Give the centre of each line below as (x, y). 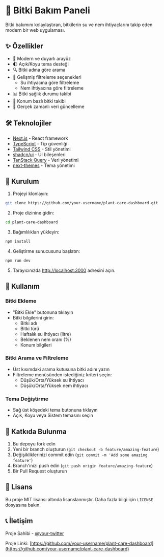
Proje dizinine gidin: (33, 213)
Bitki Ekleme (21, 301)
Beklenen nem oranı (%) (46, 339)
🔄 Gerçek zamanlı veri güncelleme (49, 106)
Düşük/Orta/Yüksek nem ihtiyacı (54, 385)
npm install (18, 242)
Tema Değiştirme (27, 399)
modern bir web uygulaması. (35, 30)
